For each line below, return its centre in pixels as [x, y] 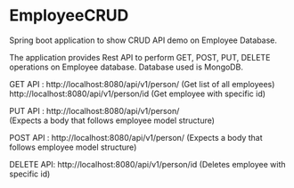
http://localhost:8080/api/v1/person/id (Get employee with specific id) [137, 94]
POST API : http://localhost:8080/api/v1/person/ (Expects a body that [136, 137]
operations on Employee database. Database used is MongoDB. [126, 67]
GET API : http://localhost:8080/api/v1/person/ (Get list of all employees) [142, 84]
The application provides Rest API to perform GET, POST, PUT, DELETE [140, 57]
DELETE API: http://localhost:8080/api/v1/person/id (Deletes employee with [147, 164]
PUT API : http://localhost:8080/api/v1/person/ [94, 110]
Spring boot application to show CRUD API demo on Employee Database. [143, 40]
